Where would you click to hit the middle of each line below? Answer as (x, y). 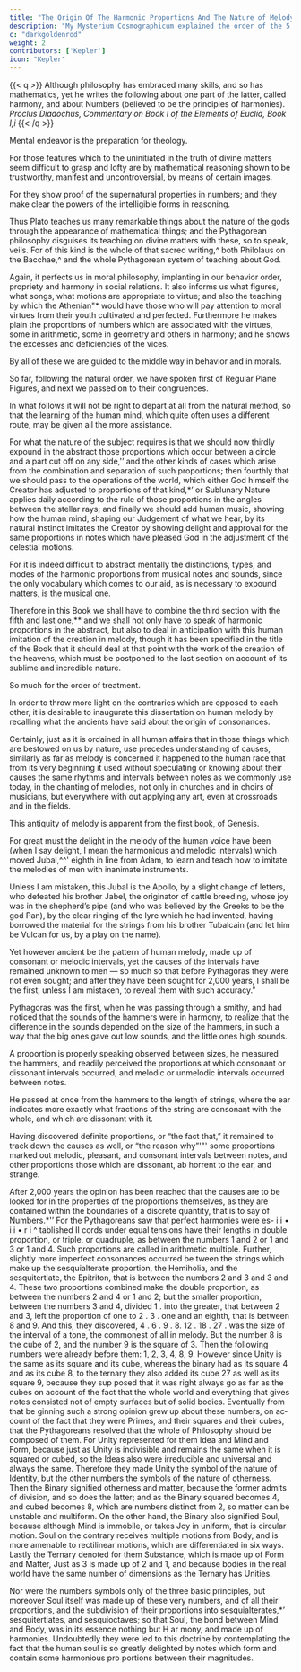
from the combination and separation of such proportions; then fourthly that (149, 471)
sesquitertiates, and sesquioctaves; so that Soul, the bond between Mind (144, 1619)
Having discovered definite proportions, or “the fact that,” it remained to (142, 1136)
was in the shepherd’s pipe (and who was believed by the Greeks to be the (147, 906)
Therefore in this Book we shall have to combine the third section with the (145, 610)
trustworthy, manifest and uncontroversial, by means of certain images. (141, 177)
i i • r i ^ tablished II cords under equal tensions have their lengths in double (148, 1230)
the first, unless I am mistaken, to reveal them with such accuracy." (133, 990)
